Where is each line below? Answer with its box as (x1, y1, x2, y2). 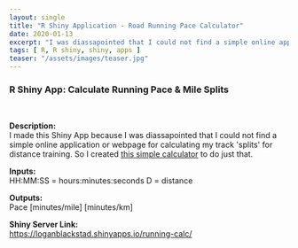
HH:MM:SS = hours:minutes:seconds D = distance (9, 175, 193, 186)
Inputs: (9, 166, 36, 177)
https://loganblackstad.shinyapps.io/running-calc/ (9, 229, 192, 239)
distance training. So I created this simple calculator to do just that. (9, 149, 254, 159)
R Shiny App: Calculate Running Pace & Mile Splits (9, 83, 229, 96)
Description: (9, 120, 56, 131)
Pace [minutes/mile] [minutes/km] (9, 202, 133, 213)
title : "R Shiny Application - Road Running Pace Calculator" (9, 21, 244, 30)
